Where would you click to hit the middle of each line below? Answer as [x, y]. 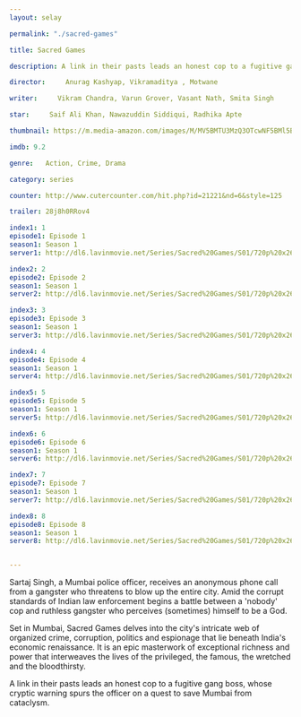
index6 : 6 [28, 434]
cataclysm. [30, 703]
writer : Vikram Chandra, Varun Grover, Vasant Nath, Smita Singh [142, 99]
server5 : [26, 418]
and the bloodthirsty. [48, 666]
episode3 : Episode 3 [48, 319]
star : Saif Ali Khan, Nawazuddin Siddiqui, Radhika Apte [126, 115]
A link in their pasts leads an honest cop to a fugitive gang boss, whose [141, 684]
